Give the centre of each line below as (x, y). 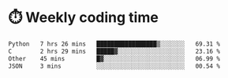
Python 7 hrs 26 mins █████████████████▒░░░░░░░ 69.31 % (114, 44)
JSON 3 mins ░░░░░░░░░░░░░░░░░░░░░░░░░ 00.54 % (114, 66)
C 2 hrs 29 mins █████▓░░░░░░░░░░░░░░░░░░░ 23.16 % (114, 51)
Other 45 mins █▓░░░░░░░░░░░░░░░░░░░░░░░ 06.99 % (114, 58)
